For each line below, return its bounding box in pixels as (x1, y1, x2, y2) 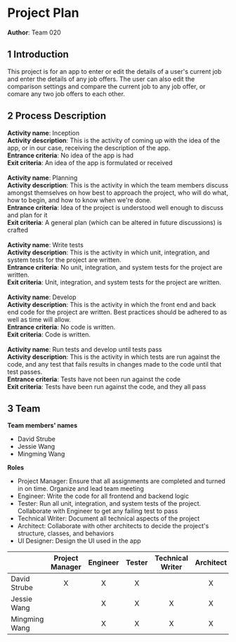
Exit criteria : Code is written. (7, 330, 91, 339)
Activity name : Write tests (7, 240, 84, 249)
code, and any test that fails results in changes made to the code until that (7, 360, 222, 368)
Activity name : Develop (7, 293, 77, 301)
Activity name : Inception (7, 129, 79, 137)
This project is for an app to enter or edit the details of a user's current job (7, 67, 222, 75)
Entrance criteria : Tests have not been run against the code (7, 374, 181, 384)
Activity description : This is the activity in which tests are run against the (7, 353, 221, 361)
